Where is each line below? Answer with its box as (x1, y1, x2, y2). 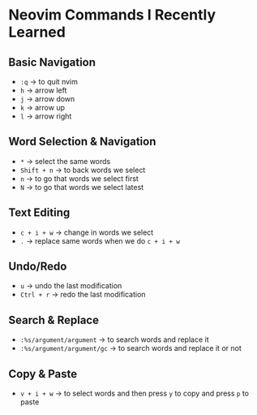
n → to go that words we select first (19, 173, 139, 184)
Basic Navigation (8, 55, 96, 69)
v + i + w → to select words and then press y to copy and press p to (19, 388, 250, 399)
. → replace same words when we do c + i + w (19, 236, 181, 245)
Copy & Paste (8, 367, 78, 381)
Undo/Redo (8, 260, 67, 274)
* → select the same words (19, 156, 111, 166)
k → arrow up (19, 103, 65, 112)
